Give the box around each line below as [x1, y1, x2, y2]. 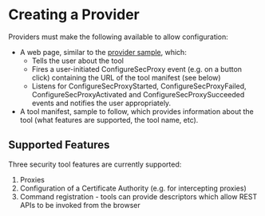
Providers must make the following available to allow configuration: [8, 32, 229, 41]
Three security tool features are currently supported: [8, 159, 182, 169]
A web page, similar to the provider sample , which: [19, 47, 188, 57]
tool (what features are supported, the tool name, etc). [19, 115, 199, 124]
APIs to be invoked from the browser [19, 200, 141, 210]
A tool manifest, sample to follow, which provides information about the [19, 106, 254, 116]
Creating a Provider [8, 6, 140, 24]
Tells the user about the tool [31, 56, 125, 65]
